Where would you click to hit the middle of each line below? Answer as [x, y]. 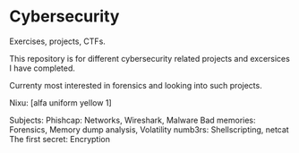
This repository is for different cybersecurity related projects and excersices [150, 58]
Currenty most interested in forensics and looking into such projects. [136, 85]
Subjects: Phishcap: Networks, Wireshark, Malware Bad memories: [133, 120]
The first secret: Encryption [60, 139]
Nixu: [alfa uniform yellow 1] [60, 102]
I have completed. [43, 68]
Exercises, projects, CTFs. [57, 41]
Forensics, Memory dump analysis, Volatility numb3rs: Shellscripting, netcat [149, 129]
